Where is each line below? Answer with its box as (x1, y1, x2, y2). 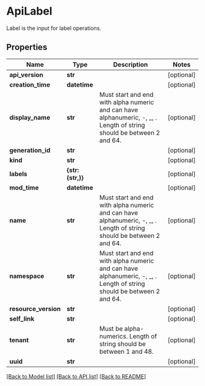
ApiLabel (6, 4, 53, 18)
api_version (9, 70, 44, 79)
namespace (9, 271, 45, 280)
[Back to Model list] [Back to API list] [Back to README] (6, 373, 146, 380)
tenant (9, 335, 29, 344)
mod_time (9, 183, 39, 191)
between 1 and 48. (99, 347, 154, 356)
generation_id (9, 146, 51, 154)
